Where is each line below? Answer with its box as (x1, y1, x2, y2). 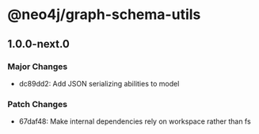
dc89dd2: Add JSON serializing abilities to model (18, 78, 180, 88)
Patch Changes (7, 98, 68, 109)
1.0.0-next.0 (7, 37, 70, 51)
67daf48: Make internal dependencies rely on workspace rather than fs (18, 117, 251, 126)
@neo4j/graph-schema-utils (7, 6, 201, 24)
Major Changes (7, 61, 68, 72)
